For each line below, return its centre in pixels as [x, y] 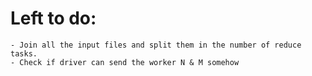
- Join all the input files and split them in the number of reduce [156, 45]
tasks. [24, 53]
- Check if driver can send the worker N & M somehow [125, 62]
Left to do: [53, 18]
